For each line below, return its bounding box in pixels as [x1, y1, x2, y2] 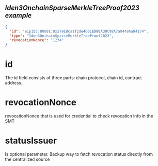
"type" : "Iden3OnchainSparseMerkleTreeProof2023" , [9, 33, 114, 38]
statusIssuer [5, 135, 57, 146]
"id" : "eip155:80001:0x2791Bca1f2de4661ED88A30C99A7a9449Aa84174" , [9, 29, 149, 33]
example [5, 12, 32, 20]
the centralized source [5, 156, 50, 162]
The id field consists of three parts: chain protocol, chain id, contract [5, 75, 142, 81]
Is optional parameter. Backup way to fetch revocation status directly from [5, 151, 153, 157]
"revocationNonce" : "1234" [9, 38, 64, 43]
